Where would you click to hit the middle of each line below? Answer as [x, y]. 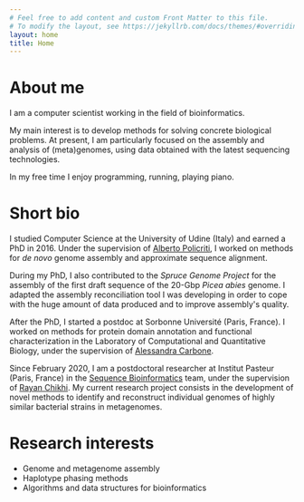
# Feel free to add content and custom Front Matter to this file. [139, 18]
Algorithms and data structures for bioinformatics [114, 488]
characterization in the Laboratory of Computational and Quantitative [138, 342]
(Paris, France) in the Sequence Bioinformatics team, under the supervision [150, 378]
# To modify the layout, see [64, 26]
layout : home [34, 34]
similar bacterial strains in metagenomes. [86, 407]
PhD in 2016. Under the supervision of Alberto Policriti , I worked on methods [152, 248]
